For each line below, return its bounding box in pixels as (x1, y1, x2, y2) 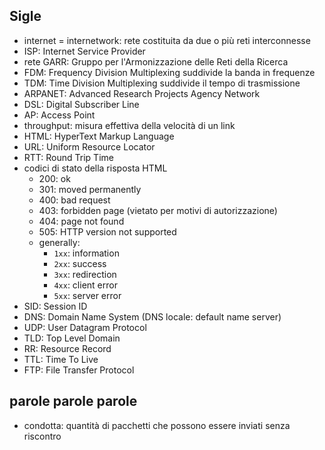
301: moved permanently (38, 183, 142, 195)
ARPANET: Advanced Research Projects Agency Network (23, 87, 261, 99)
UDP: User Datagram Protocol (23, 321, 147, 333)
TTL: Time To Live (23, 353, 99, 365)
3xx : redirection (53, 268, 117, 280)
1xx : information (53, 247, 120, 259)
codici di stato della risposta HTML (23, 162, 168, 174)
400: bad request (38, 194, 111, 206)
